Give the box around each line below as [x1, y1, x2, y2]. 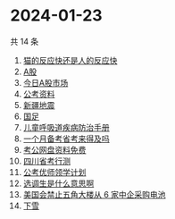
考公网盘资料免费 [22, 144, 87, 155]
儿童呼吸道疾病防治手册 [22, 122, 110, 132]
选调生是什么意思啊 [22, 178, 95, 189]
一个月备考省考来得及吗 [22, 133, 110, 144]
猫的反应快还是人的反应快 [22, 55, 118, 65]
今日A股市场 [22, 77, 69, 88]
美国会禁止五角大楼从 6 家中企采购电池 [22, 189, 166, 199]
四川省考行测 [22, 156, 71, 166]
